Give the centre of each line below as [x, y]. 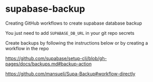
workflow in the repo [27, 48]
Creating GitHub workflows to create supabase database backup [74, 23]
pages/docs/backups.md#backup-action [49, 64]
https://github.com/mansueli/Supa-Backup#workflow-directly [70, 74]
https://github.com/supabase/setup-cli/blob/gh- [56, 58]
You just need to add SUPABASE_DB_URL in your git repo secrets [70, 33]
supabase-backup [45, 9]
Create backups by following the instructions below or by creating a [77, 43]
